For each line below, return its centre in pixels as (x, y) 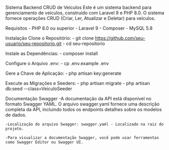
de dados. (16, 115)
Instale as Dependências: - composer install (52, 53)
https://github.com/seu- (120, 38)
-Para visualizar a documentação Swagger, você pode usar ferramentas (82, 138)
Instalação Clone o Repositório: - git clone (50, 38)
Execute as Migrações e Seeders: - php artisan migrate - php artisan (78, 83)
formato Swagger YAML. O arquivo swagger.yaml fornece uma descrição (82, 104)
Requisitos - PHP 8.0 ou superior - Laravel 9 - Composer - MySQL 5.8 (79, 28)
